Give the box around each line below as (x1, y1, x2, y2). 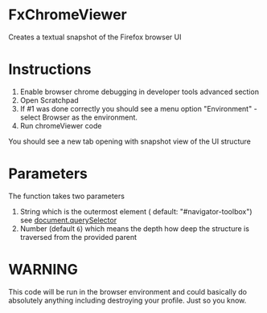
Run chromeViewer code (19, 120, 102, 130)
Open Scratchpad (19, 95, 79, 105)
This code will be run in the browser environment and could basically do (8, 287, 248, 296)
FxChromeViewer (8, 6, 127, 24)
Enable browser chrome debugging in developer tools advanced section (19, 87, 260, 96)
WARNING (8, 261, 78, 278)
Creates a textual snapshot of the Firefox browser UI (8, 32, 182, 42)
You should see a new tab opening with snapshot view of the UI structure (8, 136, 251, 146)
